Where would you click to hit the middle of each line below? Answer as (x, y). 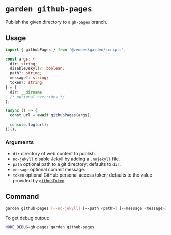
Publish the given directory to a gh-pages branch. (56, 22)
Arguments (20, 142)
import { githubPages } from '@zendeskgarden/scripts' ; (66, 50)
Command (22, 197)
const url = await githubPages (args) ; (51, 115)
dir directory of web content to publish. (54, 154)
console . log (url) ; (30, 125)
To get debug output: (27, 218)
